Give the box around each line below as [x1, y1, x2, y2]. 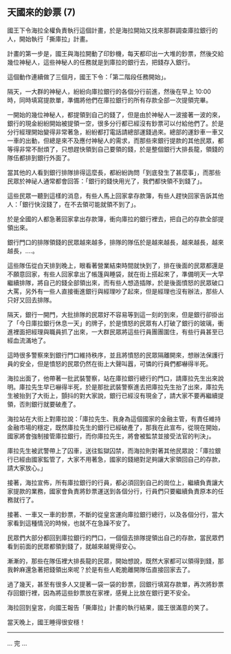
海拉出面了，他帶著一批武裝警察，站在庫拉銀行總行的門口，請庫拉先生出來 [7, 374, 218, 382]
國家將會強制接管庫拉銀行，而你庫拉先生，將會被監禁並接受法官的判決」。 [7, 431, 215, 440]
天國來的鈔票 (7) [7, 6, 76, 19]
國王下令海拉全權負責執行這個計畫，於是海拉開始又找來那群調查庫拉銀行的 [7, 26, 218, 34]
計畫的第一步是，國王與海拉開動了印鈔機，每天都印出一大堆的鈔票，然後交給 [7, 49, 224, 57]
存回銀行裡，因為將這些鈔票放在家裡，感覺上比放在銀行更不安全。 [7, 589, 194, 597]
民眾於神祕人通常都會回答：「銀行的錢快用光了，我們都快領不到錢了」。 [7, 176, 206, 185]
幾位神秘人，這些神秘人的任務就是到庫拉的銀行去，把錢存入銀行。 [7, 58, 194, 66]
